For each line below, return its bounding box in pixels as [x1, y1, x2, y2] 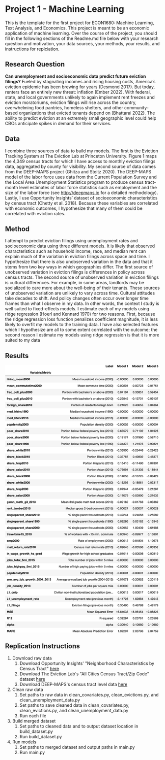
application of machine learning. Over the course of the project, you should [5, 30, 157, 36]
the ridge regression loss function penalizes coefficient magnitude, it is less [5, 316, 158, 322]
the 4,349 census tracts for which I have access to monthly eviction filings [5, 158, 156, 164]
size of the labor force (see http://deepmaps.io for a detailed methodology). [5, 190, 158, 196]
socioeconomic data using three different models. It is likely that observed [5, 243, 155, 249]
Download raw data [12, 655, 52, 661]
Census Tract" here [19, 665, 59, 671]
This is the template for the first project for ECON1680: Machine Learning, [5, 20, 154, 26]
